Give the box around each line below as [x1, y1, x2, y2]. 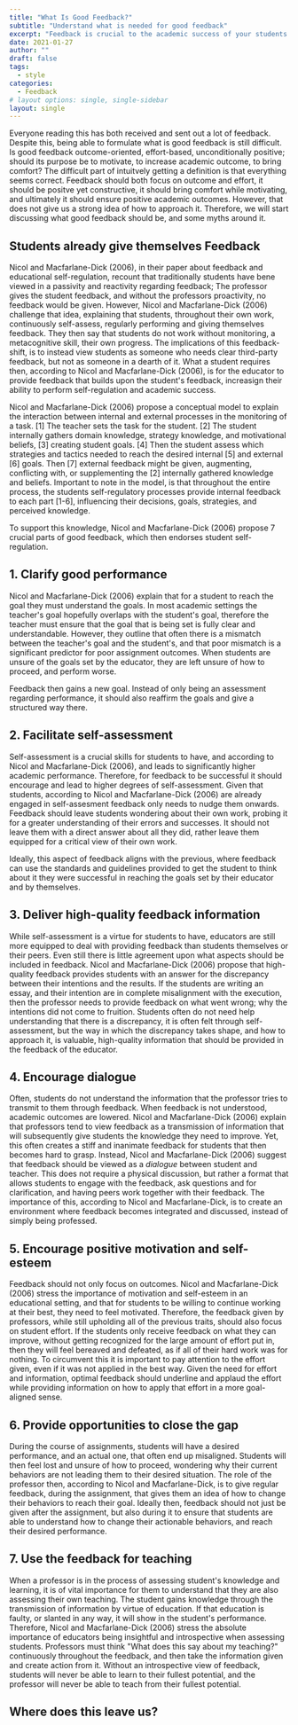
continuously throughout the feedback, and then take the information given [9, 1651, 284, 1661]
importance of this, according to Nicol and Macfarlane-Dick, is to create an [9, 1196, 283, 1207]
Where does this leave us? [9, 1705, 159, 1720]
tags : [9, 63, 29, 72]
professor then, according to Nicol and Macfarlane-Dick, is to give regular [9, 1478, 279, 1489]
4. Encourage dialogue [9, 1070, 137, 1085]
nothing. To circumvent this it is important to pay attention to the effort [9, 1354, 266, 1365]
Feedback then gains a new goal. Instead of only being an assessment [9, 683, 267, 694]
